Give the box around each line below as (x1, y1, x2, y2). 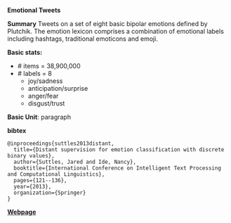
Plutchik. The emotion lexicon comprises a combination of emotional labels (7, 27, 225, 35)
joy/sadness (27, 77, 63, 85)
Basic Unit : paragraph (7, 113, 72, 121)
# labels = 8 (17, 70, 53, 77)
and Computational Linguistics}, (7, 171, 105, 178)
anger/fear (27, 91, 59, 100)
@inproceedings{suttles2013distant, (7, 140, 114, 147)
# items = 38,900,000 (17, 62, 81, 70)
